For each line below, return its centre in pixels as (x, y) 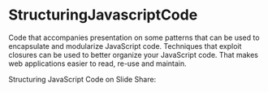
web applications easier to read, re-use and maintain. (97, 64)
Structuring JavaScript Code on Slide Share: (82, 79)
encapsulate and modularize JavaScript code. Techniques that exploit (125, 46)
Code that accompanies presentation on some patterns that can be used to (134, 37)
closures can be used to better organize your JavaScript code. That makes (133, 55)
